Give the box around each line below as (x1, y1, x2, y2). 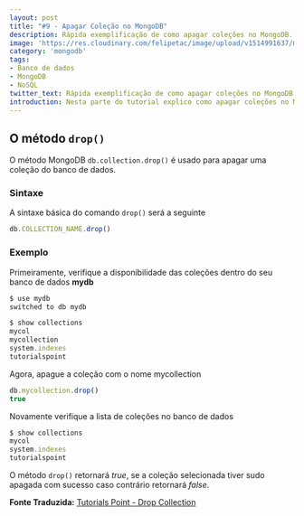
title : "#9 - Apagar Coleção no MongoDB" (9, 22, 168, 31)
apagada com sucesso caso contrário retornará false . (9, 480, 210, 491)
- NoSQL (9, 80, 39, 89)
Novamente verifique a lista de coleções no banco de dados (9, 410, 233, 421)
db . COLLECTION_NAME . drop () (9, 225, 111, 234)
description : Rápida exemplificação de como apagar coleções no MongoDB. (9, 30, 294, 39)
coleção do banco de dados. (9, 164, 116, 175)
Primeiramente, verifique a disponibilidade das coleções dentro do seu (9, 267, 273, 277)
